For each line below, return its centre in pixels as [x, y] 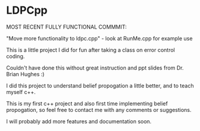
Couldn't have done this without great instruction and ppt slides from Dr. [95, 68]
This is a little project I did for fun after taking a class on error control [90, 50]
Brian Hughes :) [25, 74]
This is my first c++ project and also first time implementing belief [87, 103]
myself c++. [21, 92]
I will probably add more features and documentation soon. [79, 121]
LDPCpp [27, 10]
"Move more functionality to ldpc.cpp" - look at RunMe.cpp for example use [99, 38]
